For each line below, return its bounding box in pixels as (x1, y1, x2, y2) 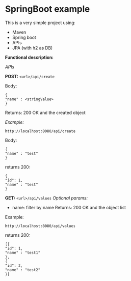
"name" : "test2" (5, 267, 41, 272)
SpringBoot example (5, 3, 90, 15)
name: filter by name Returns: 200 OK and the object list (12, 204, 126, 210)
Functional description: (5, 54, 54, 60)
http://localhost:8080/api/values (5, 224, 76, 228)
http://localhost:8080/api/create (5, 129, 76, 134)
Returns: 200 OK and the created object (5, 110, 86, 115)
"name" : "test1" (5, 250, 41, 255)
